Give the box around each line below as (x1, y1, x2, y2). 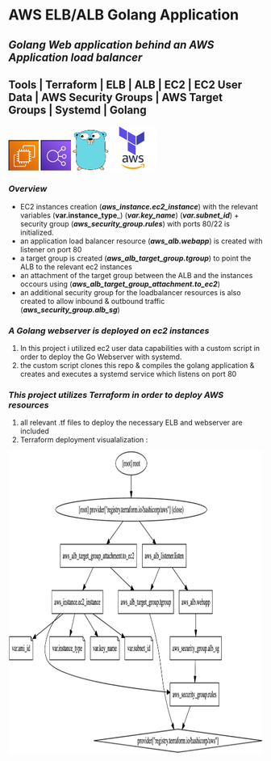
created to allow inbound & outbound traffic (19, 296, 165, 306)
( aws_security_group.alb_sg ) (19, 305, 121, 315)
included (19, 426, 50, 436)
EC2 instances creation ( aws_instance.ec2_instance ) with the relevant (19, 201, 258, 211)
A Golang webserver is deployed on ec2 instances (8, 325, 210, 336)
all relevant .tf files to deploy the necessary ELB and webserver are (19, 418, 244, 428)
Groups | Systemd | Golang (8, 103, 147, 116)
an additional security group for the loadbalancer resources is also (19, 287, 241, 297)
